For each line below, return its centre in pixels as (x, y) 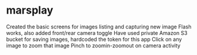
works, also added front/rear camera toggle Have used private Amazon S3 (97, 33)
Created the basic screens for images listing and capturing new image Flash (99, 27)
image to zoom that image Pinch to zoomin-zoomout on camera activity (93, 46)
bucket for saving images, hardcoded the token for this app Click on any (94, 39)
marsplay (30, 10)
